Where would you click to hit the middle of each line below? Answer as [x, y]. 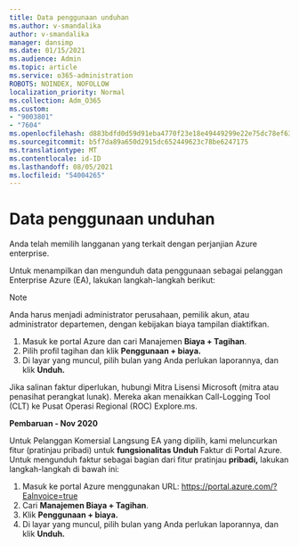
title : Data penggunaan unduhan [69, 17]
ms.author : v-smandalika [55, 26]
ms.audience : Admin [45, 59]
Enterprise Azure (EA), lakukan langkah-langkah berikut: [113, 280]
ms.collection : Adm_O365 [55, 100]
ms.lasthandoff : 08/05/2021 [61, 167]
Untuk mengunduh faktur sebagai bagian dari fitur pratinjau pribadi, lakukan [149, 459]
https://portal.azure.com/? [229, 486]
